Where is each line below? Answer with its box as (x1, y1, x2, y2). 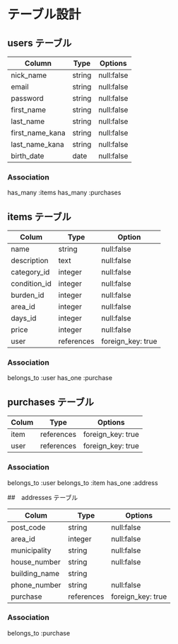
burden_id (11, 290, 44, 300)
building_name (11, 568, 60, 578)
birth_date (11, 151, 44, 160)
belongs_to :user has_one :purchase (7, 374, 113, 382)
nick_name (11, 70, 47, 80)
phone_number (11, 579, 61, 589)
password (11, 94, 44, 103)
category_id (11, 267, 50, 277)
